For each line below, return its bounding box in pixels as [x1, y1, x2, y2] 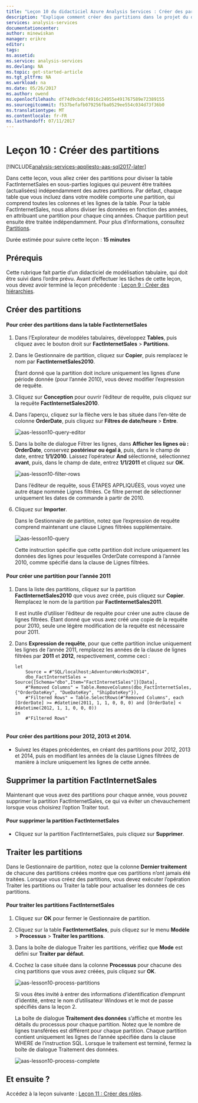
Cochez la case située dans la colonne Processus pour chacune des [14, 962, 182, 969]
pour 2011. [14, 628, 40, 636]
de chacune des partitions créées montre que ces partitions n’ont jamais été [6, 869, 191, 876]
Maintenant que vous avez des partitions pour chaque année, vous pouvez [6, 791, 187, 798]
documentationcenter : [6, 25, 60, 31]
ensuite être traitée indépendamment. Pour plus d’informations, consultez [6, 219, 185, 226]
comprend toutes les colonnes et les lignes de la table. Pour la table [6, 200, 171, 207]
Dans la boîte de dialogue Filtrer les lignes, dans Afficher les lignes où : [14, 440, 189, 447]
